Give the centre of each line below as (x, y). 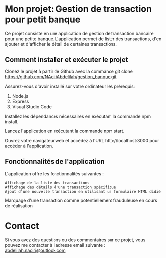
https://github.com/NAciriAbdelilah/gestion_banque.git (61, 77)
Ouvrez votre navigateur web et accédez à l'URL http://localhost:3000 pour (82, 140)
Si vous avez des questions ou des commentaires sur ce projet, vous (75, 240)
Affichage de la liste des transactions (48, 183)
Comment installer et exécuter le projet (67, 60)
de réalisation (19, 206)
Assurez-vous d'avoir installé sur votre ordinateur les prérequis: (70, 86)
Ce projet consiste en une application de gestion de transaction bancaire (79, 33)
